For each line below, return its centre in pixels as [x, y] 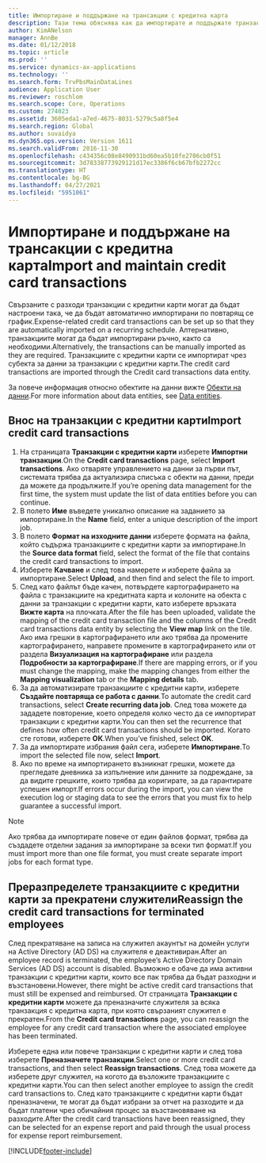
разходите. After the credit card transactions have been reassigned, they [127, 1119]
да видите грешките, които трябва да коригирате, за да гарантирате [136, 781]
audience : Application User [55, 89]
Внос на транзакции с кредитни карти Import [125, 420]
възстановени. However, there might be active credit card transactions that [131, 985]
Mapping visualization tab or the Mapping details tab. [109, 680]
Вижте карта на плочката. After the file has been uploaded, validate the [137, 612]
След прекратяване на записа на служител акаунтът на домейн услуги [129, 943]
